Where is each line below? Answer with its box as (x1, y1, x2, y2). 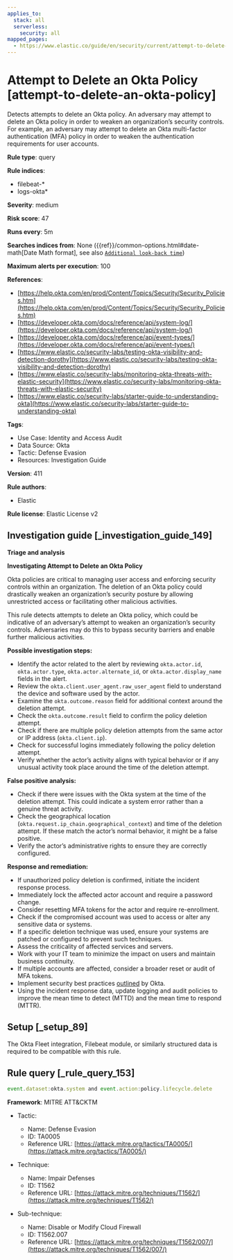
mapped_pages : (7, 36, 49, 43)
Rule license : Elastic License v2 (7, 510, 98, 518)
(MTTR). (17, 1001, 42, 1009)
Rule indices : (7, 166, 45, 174)
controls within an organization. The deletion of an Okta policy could (7, 582, 202, 591)
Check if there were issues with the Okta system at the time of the (17, 789, 207, 798)
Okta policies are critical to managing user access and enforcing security (7, 575, 216, 583)
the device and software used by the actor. (17, 689, 140, 698)
